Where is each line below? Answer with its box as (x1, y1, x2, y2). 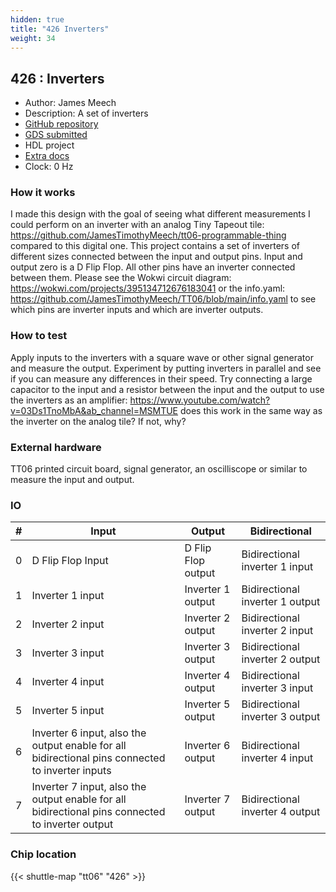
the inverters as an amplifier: (10, 394, 128, 406)
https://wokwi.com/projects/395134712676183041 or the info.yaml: (10, 282, 286, 295)
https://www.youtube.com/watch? (129, 394, 271, 406)
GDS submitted (24, 129, 88, 141)
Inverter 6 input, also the (31, 726, 147, 740)
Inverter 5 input (31, 704, 105, 718)
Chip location (10, 847, 77, 861)
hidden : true (10, 14, 65, 25)
